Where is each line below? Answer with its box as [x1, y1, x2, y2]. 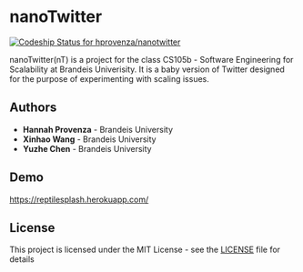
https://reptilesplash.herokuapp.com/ [9, 194, 149, 205]
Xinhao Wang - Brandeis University [22, 134, 157, 145]
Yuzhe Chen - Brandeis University [22, 143, 152, 154]
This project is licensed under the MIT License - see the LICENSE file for [9, 244, 280, 256]
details [9, 254, 35, 265]
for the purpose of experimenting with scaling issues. [9, 73, 209, 84]
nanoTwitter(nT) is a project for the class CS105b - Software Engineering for [9, 54, 294, 65]
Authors [9, 100, 57, 116]
